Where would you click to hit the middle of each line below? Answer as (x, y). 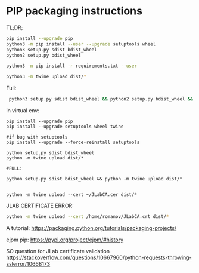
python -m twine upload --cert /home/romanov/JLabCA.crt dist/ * (88, 217)
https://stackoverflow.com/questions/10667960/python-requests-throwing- (99, 257)
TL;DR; (15, 27)
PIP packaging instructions (74, 11)
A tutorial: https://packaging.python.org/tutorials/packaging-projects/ (91, 228)
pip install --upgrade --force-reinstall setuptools (73, 142)
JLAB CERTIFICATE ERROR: (40, 206)
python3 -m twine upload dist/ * (46, 77)
